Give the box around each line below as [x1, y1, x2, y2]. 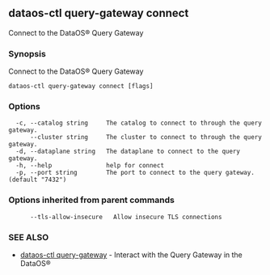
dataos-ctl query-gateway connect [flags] [8, 82, 154, 91]
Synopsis [8, 48, 46, 59]
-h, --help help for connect [15, 162, 164, 170]
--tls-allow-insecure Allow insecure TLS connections [29, 213, 222, 221]
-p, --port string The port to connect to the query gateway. [15, 169, 255, 177]
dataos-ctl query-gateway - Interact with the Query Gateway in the [19, 250, 243, 260]
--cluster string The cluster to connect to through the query [29, 133, 263, 142]
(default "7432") [8, 176, 67, 184]
